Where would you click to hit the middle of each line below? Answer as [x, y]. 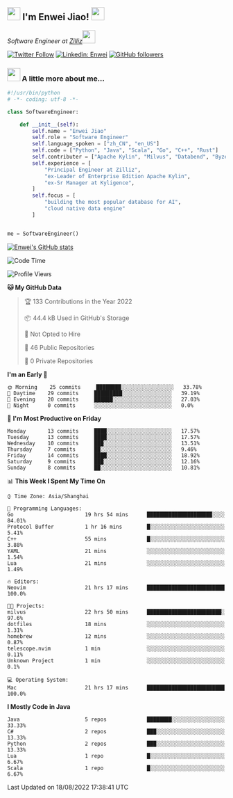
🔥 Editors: [23, 582]
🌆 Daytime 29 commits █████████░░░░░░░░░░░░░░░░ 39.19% [103, 393]
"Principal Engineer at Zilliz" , [92, 170]
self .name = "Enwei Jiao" [70, 131]
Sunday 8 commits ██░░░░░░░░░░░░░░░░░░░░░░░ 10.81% [103, 468]
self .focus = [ [54, 195]
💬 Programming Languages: [44, 509]
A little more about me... [63, 79]
